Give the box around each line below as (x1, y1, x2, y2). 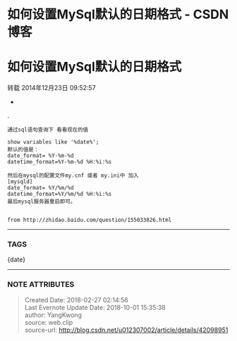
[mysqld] (7, 178, 33, 185)
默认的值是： (7, 146, 39, 154)
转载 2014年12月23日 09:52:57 (7, 84, 97, 92)
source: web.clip (24, 318, 73, 326)
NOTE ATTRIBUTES (7, 280, 75, 290)
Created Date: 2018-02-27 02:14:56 (24, 295, 128, 304)
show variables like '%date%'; (7, 139, 99, 146)
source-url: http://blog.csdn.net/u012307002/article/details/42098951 (24, 325, 229, 334)
